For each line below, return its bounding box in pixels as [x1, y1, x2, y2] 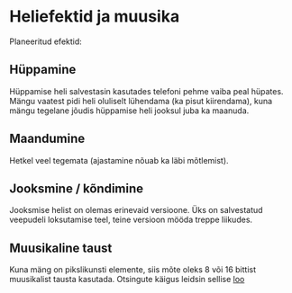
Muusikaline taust [9, 240, 113, 255]
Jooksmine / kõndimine [9, 181, 144, 196]
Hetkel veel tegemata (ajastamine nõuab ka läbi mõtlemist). [9, 155, 229, 165]
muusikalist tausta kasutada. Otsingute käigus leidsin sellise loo [9, 274, 245, 285]
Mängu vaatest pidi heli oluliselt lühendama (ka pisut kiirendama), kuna [9, 95, 273, 106]
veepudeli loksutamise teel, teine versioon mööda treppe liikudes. [9, 214, 253, 226]
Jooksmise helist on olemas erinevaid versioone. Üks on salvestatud [9, 205, 263, 216]
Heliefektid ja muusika [9, 6, 180, 27]
